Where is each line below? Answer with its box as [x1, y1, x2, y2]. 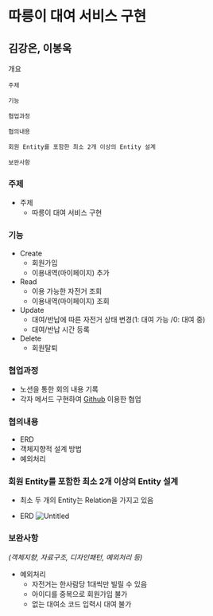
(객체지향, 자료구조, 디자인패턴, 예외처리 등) [8, 552, 143, 562]
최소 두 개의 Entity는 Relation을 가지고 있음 [19, 495, 154, 505]
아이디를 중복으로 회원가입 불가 [31, 589, 128, 598]
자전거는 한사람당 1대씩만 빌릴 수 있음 [31, 579, 148, 589]
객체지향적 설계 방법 [19, 444, 82, 454]
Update [19, 305, 45, 314]
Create [19, 248, 42, 258]
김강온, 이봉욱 [8, 41, 72, 55]
